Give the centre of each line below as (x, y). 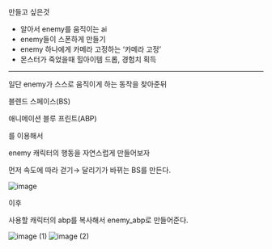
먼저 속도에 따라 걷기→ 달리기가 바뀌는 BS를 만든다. (90, 170)
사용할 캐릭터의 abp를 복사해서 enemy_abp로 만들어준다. (98, 220)
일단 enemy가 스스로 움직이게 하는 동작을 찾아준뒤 (88, 84)
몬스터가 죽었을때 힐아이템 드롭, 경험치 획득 (88, 59)
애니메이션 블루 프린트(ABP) (53, 118)
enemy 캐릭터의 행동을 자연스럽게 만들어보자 (79, 153)
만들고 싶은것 (29, 12)
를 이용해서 (26, 135)
